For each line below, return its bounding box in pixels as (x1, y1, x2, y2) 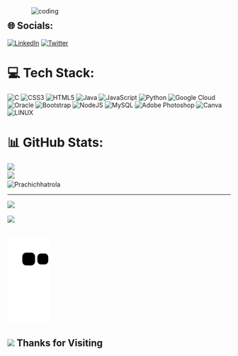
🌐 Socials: (7, 20, 54, 32)
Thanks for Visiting (16, 337, 103, 349)
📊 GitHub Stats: (7, 134, 104, 150)
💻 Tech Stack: (7, 65, 95, 81)
